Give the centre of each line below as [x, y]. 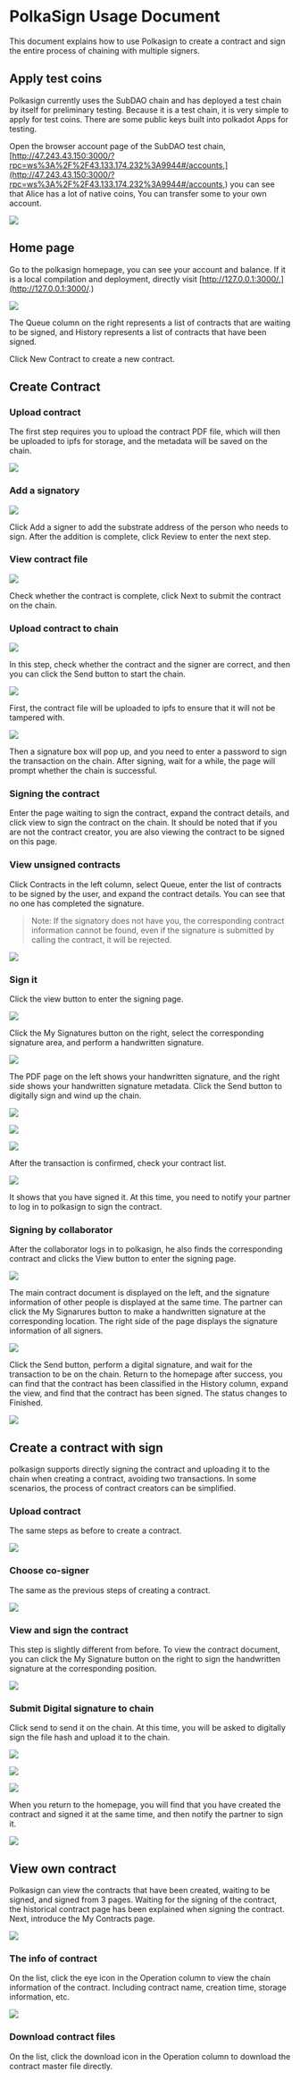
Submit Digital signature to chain [82, 1708]
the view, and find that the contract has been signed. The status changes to [148, 1393]
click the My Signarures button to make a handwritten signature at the [137, 1312]
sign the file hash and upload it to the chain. [90, 1737]
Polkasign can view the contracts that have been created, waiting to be [140, 1891]
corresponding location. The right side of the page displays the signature [144, 1321]
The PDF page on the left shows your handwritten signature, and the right [145, 1077]
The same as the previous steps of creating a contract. [110, 1590]
